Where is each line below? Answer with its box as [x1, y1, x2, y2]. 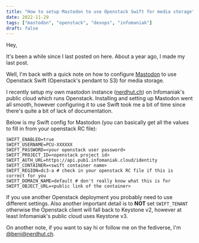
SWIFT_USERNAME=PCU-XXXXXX [6, 142, 73, 148]
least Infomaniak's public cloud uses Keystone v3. [6, 213, 129, 220]
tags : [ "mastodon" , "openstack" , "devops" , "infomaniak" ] [6, 20, 152, 25]
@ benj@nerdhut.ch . [6, 231, 55, 238]
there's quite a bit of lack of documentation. [6, 107, 113, 114]
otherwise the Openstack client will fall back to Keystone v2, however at [6, 206, 182, 213]
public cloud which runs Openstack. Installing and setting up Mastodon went [6, 95, 193, 102]
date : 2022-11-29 [6, 14, 49, 20]
